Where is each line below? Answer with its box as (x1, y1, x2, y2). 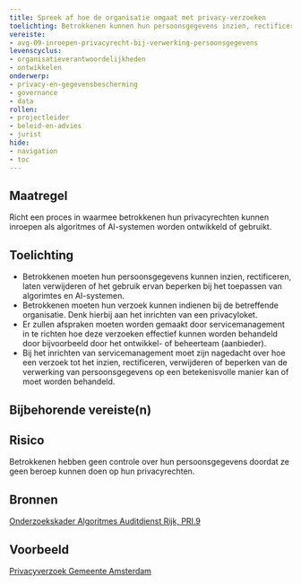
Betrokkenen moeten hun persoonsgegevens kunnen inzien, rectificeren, (21, 271, 292, 283)
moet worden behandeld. (21, 376, 116, 387)
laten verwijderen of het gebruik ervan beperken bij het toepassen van (21, 281, 282, 292)
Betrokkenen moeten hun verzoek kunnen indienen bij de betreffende (21, 300, 279, 310)
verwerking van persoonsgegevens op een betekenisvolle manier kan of (21, 367, 289, 378)
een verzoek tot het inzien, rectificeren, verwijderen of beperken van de (21, 357, 288, 368)
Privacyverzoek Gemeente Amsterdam (9, 565, 152, 576)
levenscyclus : (9, 47, 63, 56)
